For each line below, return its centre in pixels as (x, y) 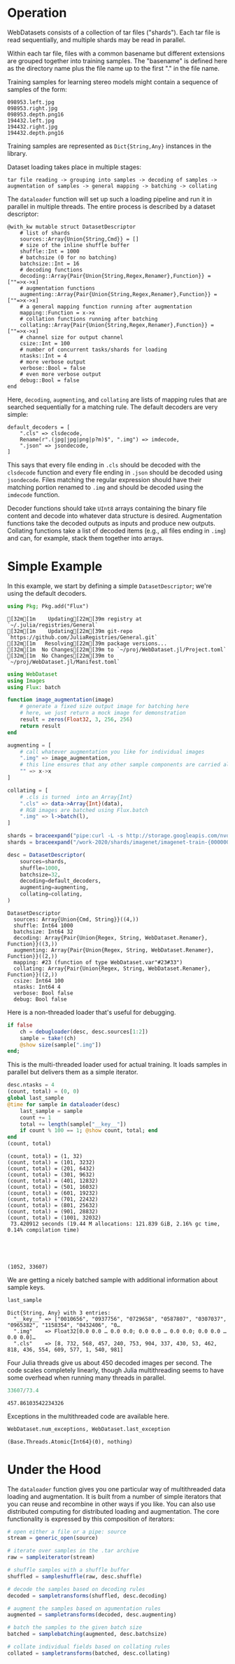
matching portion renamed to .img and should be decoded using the (106, 487)
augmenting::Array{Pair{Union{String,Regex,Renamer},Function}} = (119, 294)
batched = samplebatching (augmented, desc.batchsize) (87, 1634)
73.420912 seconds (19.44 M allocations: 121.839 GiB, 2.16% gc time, (115, 1224)
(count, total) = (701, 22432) (53, 1199)
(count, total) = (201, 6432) (51, 1169)
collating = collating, (51, 894)
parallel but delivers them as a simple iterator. (73, 1072)
